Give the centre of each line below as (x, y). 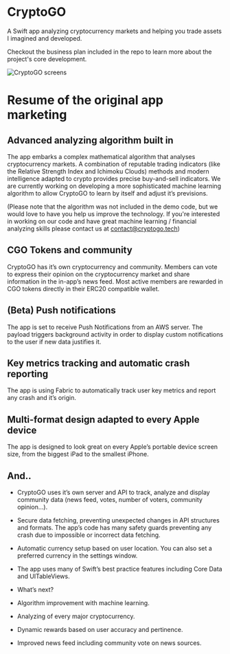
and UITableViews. (43, 576)
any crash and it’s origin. (42, 398)
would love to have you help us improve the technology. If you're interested (114, 213)
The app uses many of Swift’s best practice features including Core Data (119, 569)
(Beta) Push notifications (62, 310)
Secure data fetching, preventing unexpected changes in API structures (118, 520)
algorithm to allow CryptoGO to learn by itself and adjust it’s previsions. (107, 193)
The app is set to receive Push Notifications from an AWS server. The (105, 327)
